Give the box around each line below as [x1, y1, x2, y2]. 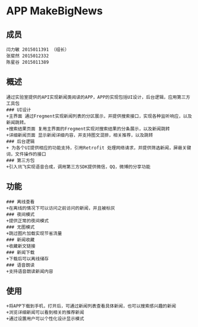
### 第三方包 [6, 157, 35, 163]
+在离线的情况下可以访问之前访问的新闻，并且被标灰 [6, 205, 115, 211]
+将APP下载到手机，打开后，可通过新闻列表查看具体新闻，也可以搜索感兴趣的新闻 [6, 303, 177, 309]
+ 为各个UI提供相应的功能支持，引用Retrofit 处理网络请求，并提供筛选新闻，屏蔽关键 [6, 145, 191, 151]
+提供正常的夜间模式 [6, 217, 49, 224]
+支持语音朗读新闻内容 [6, 268, 54, 275]
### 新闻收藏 [6, 236, 35, 242]
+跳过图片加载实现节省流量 [6, 231, 62, 236]
